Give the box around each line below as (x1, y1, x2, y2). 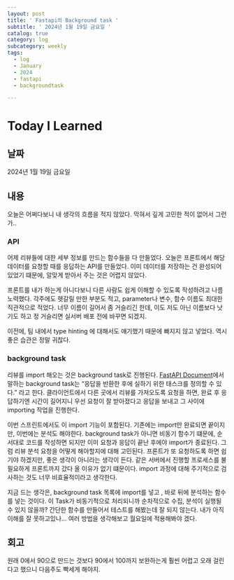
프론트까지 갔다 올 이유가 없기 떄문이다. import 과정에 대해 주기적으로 (31, 464, 220, 473)
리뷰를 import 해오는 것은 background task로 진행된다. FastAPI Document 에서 (7, 371, 225, 379)
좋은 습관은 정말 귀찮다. (7, 336, 71, 344)
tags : (7, 50, 23, 57)
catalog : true (7, 29, 49, 37)
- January (13, 62, 42, 69)
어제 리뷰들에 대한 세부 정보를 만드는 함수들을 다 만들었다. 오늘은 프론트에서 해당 (7, 254, 226, 262)
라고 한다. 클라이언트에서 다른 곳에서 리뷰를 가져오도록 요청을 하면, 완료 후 (18, 388, 220, 396)
